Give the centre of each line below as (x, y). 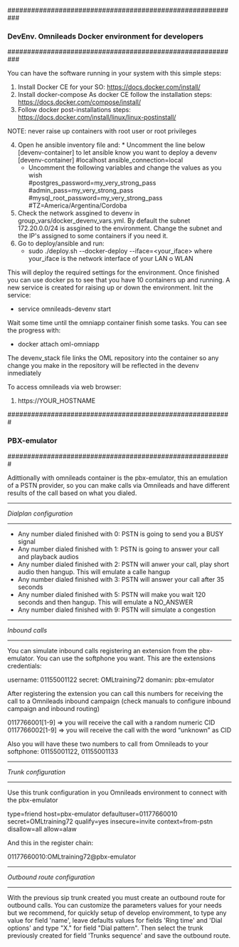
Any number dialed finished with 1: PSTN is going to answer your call (118, 549)
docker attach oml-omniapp (58, 344)
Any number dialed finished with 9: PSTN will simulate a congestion (117, 610)
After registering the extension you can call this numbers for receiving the (115, 693)
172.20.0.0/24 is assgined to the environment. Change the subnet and (120, 228)
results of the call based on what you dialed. (72, 493)
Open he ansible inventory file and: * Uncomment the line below (111, 145)
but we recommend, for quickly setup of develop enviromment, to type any (117, 913)
